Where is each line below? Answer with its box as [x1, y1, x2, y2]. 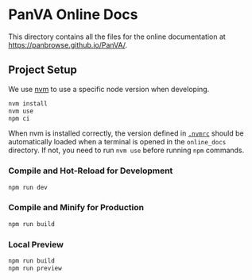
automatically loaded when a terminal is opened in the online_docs [8, 137, 227, 147]
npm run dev [8, 183, 48, 191]
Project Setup [8, 63, 78, 77]
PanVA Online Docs [8, 6, 138, 24]
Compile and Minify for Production [8, 202, 145, 213]
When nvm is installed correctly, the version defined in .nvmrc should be [8, 128, 244, 138]
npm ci [8, 114, 30, 122]
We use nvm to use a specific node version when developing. [8, 84, 210, 94]
